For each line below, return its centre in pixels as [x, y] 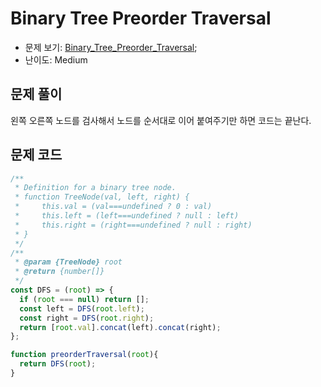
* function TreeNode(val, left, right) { [102, 197]
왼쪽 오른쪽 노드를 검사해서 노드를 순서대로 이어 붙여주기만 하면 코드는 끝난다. [161, 120]
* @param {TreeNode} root [68, 262]
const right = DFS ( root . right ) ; [87, 318]
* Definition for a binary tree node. [95, 188]
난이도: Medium [56, 59]
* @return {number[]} [59, 272]
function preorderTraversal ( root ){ [84, 355]
